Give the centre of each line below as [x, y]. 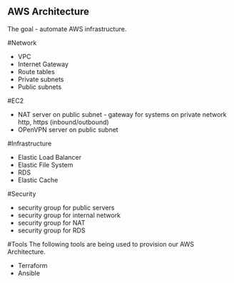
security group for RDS [51, 230]
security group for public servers [66, 207]
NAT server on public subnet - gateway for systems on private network [122, 114]
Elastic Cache [38, 180]
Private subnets [41, 79]
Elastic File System [45, 165]
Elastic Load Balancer [50, 157]
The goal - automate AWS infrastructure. [67, 29]
